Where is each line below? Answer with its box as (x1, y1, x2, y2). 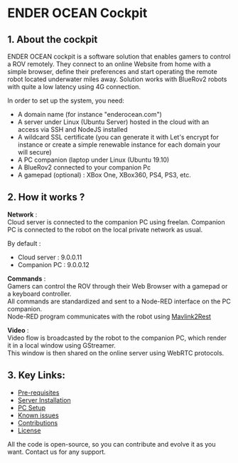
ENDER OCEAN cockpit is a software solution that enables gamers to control (7, 52, 231, 61)
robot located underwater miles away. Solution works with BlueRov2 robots (7, 75, 227, 83)
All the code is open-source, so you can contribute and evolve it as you (7, 439, 216, 448)
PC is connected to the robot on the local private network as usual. (7, 225, 203, 234)
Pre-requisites (17, 388, 60, 397)
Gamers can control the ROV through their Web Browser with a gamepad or (7, 281, 228, 290)
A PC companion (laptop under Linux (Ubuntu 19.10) (17, 155, 170, 164)
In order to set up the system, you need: (7, 96, 124, 105)
